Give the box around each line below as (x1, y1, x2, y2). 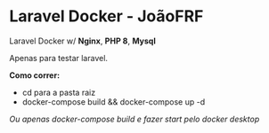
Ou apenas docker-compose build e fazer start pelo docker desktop (9, 113, 260, 124)
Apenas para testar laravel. (9, 52, 109, 63)
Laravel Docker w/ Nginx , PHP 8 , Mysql (9, 35, 156, 46)
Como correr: (9, 69, 61, 81)
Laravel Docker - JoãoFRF (9, 6, 204, 27)
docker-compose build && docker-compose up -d (21, 96, 206, 107)
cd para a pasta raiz (21, 87, 96, 98)
